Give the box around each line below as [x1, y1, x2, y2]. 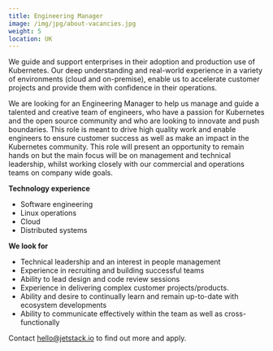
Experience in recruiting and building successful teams [19, 265, 205, 275]
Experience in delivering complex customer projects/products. [19, 283, 229, 293]
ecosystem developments [19, 301, 107, 310]
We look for [8, 241, 49, 251]
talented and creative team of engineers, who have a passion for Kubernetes [8, 107, 265, 117]
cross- [224, 309, 246, 318]
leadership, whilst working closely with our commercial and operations [8, 160, 245, 169]
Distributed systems [19, 226, 88, 235]
